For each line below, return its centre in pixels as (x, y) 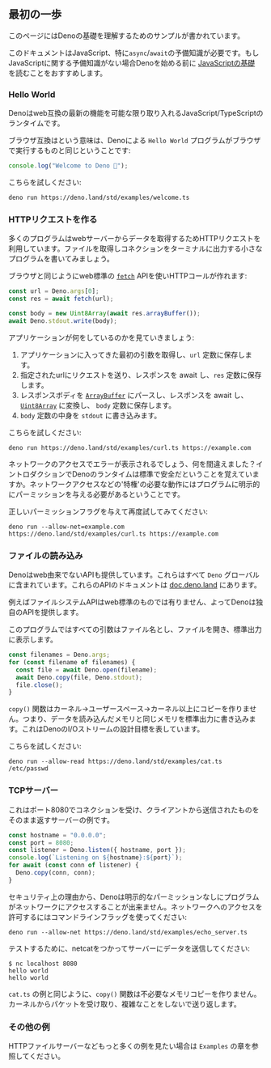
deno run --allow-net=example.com (67, 527)
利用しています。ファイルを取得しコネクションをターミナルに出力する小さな (135, 248)
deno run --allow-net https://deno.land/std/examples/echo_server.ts (128, 932)
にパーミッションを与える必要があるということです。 (96, 494)
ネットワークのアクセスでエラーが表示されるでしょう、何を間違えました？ (132, 464)
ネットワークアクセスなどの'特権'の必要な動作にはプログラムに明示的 (145, 484)
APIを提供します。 (53, 612)
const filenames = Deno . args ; (59, 655)
